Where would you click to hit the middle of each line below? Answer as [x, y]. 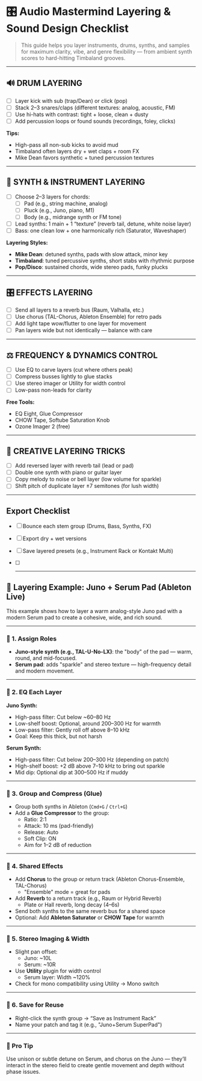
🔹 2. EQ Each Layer [34, 692]
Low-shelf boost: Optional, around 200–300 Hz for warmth [88, 723]
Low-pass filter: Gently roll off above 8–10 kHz [72, 730]
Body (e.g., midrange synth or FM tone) [73, 217]
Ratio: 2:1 [35, 819]
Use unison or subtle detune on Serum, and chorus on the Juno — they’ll [96, 1059]
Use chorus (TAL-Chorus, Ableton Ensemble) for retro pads [88, 317]
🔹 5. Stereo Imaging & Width [48, 939]
